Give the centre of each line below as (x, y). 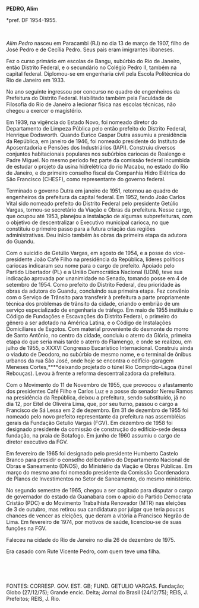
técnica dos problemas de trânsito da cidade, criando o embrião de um (93, 304)
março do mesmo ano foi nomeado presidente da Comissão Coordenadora (98, 472)
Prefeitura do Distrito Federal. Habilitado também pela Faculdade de (89, 98)
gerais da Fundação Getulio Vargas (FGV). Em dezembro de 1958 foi (90, 423)
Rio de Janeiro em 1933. (36, 80)
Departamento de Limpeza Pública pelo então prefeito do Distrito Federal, (96, 128)
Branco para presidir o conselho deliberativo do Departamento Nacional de (98, 460)
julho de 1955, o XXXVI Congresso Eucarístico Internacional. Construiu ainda (100, 348)
